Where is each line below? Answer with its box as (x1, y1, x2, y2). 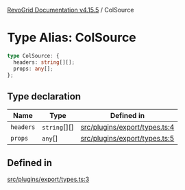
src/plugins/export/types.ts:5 (80, 134, 175, 143)
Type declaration (7, 91, 81, 102)
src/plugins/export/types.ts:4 (80, 123, 175, 132)
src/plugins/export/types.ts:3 (7, 175, 90, 184)
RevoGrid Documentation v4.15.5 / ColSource (7, 6, 134, 14)
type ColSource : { (7, 52, 60, 59)
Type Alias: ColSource (7, 30, 137, 45)
